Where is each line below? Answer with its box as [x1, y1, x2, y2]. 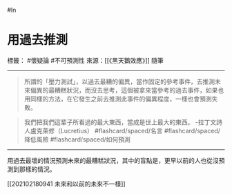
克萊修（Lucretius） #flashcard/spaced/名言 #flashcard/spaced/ [36, 126, 221, 135]
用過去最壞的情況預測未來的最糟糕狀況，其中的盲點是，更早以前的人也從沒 [7, 156, 219, 164]
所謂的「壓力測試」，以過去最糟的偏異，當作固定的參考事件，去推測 [23, 77, 215, 86]
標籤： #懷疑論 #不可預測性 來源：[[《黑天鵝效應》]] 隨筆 [7, 56, 164, 64]
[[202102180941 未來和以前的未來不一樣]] [7, 180, 126, 188]
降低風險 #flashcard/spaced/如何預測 [23, 135, 131, 144]
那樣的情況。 [19, 165, 56, 173]
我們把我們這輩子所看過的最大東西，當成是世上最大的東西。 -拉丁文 [23, 117, 217, 126]
